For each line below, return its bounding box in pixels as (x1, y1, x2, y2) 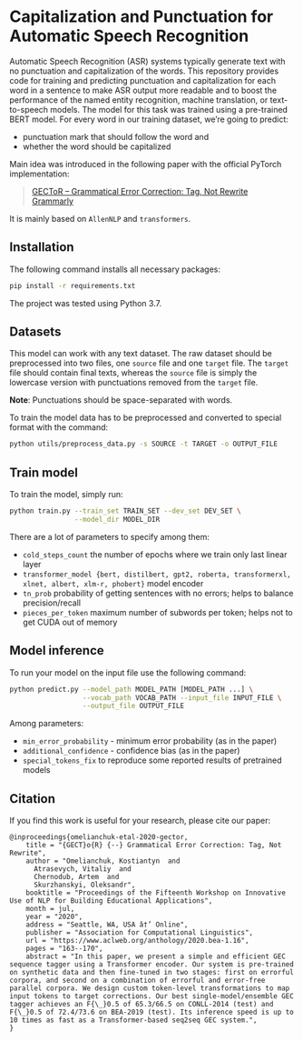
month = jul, (25, 905, 75, 914)
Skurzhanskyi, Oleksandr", (33, 880, 136, 890)
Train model (9, 465, 79, 480)
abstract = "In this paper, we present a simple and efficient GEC (25, 952, 286, 961)
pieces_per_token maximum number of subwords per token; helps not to (22, 606, 293, 617)
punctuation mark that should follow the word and (22, 131, 210, 142)
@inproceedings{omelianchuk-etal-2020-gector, (9, 833, 189, 842)
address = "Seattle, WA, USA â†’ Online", (25, 920, 189, 929)
